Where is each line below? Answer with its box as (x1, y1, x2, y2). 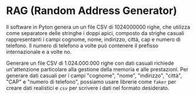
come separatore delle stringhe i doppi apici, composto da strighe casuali (6, 29, 184, 36)
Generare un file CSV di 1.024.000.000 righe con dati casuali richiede (6, 60, 174, 67)
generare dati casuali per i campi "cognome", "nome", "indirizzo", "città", (6, 72, 182, 79)
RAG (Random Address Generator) (6, 4, 178, 18)
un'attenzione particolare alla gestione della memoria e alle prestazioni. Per (6, 65, 189, 72)
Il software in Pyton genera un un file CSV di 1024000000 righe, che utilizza (6, 23, 190, 30)
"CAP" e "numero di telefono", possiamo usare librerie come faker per (6, 78, 177, 85)
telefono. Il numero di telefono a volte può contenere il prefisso (6, 42, 159, 49)
